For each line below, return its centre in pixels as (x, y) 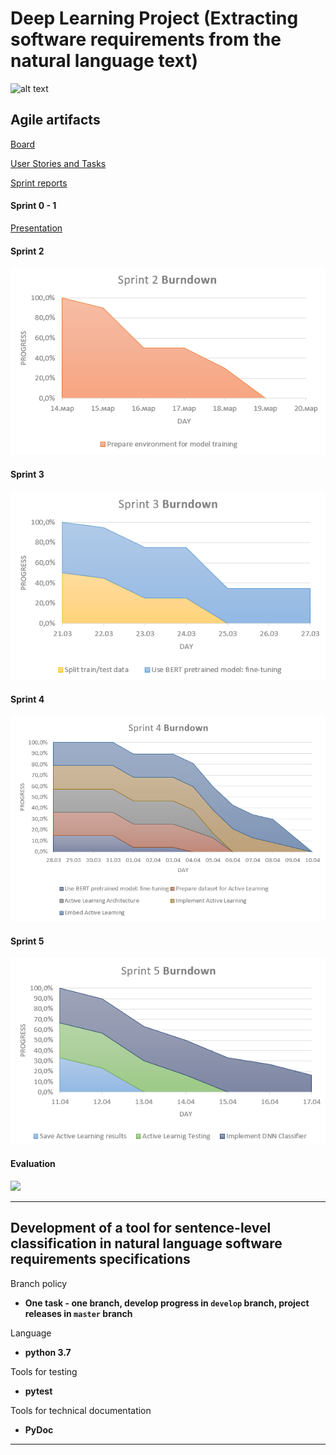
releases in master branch (78, 1313)
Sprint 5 (27, 941)
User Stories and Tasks (58, 163)
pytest (38, 1391)
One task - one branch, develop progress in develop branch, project (167, 1303)
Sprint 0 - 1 (33, 206)
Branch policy (39, 1283)
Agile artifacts (55, 120)
